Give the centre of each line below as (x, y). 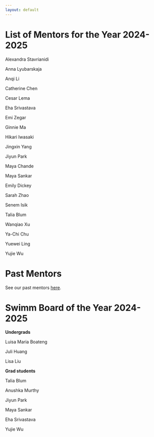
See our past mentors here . (33, 287)
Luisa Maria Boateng (26, 342)
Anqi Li (12, 79)
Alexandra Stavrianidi (27, 59)
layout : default (22, 10)
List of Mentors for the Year (63, 34)
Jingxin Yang (18, 146)
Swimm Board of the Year (59, 307)
